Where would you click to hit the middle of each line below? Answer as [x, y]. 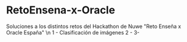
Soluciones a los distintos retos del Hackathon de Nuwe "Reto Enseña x [93, 26]
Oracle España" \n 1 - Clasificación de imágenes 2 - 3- [73, 32]
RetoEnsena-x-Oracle [61, 10]
